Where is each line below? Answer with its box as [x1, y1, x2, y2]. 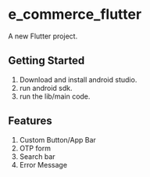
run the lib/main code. [19, 92, 91, 101]
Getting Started [8, 54, 85, 67]
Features [8, 114, 52, 128]
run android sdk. [19, 83, 73, 92]
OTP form [19, 143, 51, 153]
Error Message [19, 160, 68, 169]
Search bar [19, 151, 56, 161]
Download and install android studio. [19, 74, 137, 84]
